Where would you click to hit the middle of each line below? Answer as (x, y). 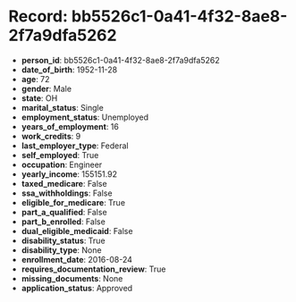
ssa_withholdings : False (67, 193)
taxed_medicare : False (64, 183)
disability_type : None (61, 250)
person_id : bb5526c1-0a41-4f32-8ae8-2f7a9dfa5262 (120, 60)
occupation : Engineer (62, 164)
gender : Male (47, 88)
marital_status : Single (62, 107)
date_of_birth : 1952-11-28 (69, 70)
